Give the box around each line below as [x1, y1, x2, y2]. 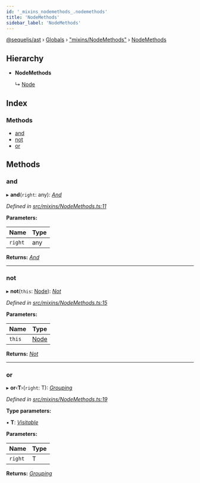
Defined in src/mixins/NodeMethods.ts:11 [6, 202, 107, 209]
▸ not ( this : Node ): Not [6, 287, 61, 295]
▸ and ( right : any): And [6, 191, 62, 198]
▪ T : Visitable [6, 419, 39, 426]
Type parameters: [6, 407, 52, 414]
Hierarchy [6, 53, 44, 63]
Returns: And [6, 253, 40, 261]
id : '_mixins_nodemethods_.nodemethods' [6, 8, 108, 15]
